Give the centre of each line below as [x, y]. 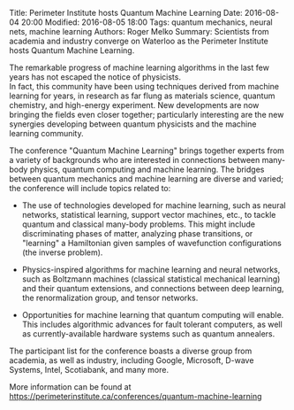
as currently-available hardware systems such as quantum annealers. [148, 334]
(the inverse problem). [62, 252]
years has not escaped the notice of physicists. [95, 77]
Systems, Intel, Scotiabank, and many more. [89, 370]
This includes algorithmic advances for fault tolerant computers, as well [152, 324]
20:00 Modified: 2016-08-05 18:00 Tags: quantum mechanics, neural [147, 22]
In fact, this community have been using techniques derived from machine [144, 86]
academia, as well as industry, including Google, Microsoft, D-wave [132, 360]
